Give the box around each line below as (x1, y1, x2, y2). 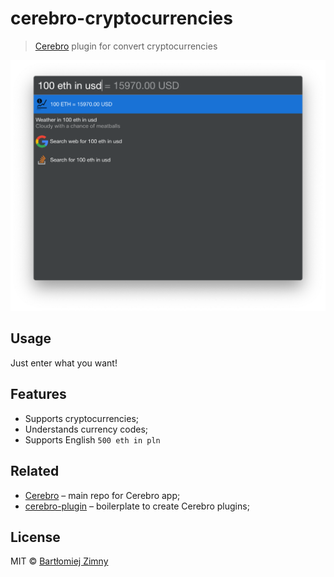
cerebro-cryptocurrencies (10, 7, 233, 30)
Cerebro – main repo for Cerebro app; (24, 489, 181, 501)
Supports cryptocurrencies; (24, 412, 140, 424)
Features (10, 386, 67, 403)
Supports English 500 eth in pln (24, 433, 161, 446)
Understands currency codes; (24, 423, 149, 435)
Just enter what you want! (10, 357, 118, 369)
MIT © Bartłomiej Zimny (10, 555, 109, 567)
